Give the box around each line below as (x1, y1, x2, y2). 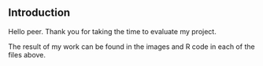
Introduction (8, 6, 71, 19)
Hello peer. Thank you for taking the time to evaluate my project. (8, 26, 217, 36)
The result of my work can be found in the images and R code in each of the (8, 42, 255, 51)
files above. (8, 50, 46, 59)
